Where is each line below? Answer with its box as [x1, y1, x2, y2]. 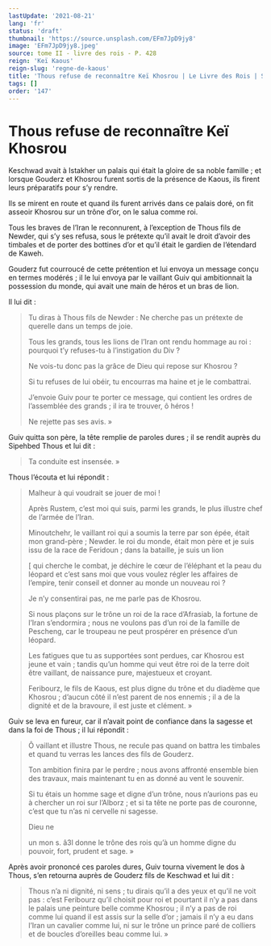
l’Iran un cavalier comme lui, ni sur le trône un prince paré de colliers [27, 921, 256, 931]
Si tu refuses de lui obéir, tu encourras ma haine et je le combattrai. [27, 377, 252, 386]
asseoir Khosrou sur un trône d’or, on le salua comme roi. [8, 207, 198, 217]
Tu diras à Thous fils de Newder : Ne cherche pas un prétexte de [27, 313, 244, 323]
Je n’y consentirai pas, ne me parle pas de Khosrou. [27, 593, 202, 603]
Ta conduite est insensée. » [27, 457, 120, 467]
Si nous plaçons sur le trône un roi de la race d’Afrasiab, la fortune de [27, 610, 258, 619]
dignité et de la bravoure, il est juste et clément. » [27, 701, 193, 711]
